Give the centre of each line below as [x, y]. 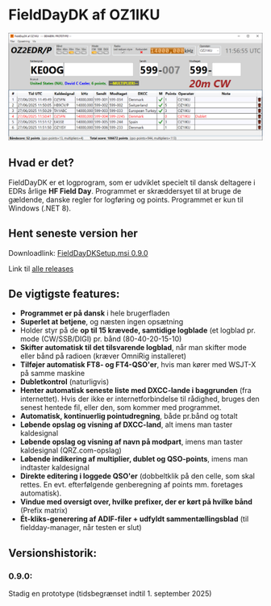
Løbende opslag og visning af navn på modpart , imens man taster [131, 442]
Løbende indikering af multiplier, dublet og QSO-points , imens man [134, 459]
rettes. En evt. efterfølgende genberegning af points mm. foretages [131, 485]
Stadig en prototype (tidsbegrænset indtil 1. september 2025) [110, 594]
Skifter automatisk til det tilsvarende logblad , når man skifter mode [133, 348]
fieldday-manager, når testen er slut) [81, 528]
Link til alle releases [41, 269]
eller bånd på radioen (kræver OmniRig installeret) [103, 356]
